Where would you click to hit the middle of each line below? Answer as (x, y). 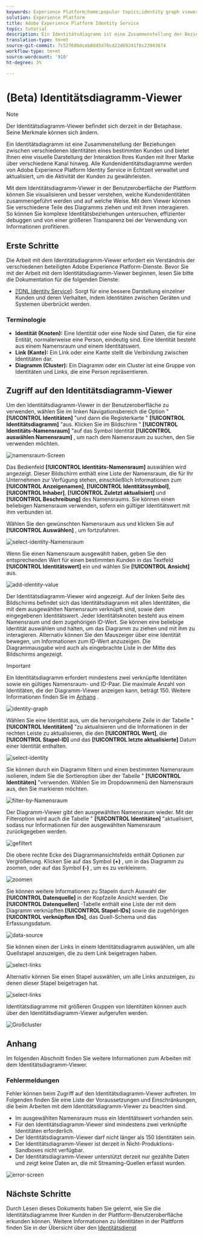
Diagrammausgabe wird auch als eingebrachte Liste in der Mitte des (91, 648)
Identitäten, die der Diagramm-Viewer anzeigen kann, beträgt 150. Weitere (98, 691)
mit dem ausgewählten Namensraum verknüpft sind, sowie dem (85, 609)
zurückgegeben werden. (37, 832)
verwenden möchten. (33, 444)
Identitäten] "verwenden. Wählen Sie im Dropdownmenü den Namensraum (100, 782)
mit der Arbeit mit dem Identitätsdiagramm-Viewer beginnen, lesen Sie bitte (100, 273)
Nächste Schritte (39, 1194)
